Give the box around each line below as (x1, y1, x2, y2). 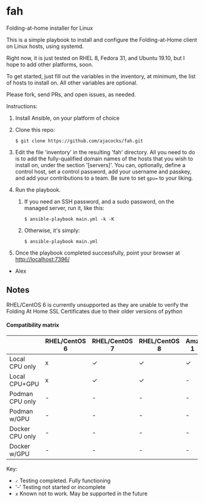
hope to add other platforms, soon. (6, 61, 93, 68)
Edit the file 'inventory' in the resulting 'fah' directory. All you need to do (15, 148, 195, 156)
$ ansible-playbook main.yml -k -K (24, 216, 114, 222)
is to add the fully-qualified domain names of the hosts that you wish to (15, 155, 193, 162)
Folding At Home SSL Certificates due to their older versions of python (6, 307, 183, 315)
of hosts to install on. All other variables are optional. (6, 79, 138, 86)
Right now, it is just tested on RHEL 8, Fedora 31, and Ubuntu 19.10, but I (6, 54, 185, 61)
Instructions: (6, 102, 38, 110)
